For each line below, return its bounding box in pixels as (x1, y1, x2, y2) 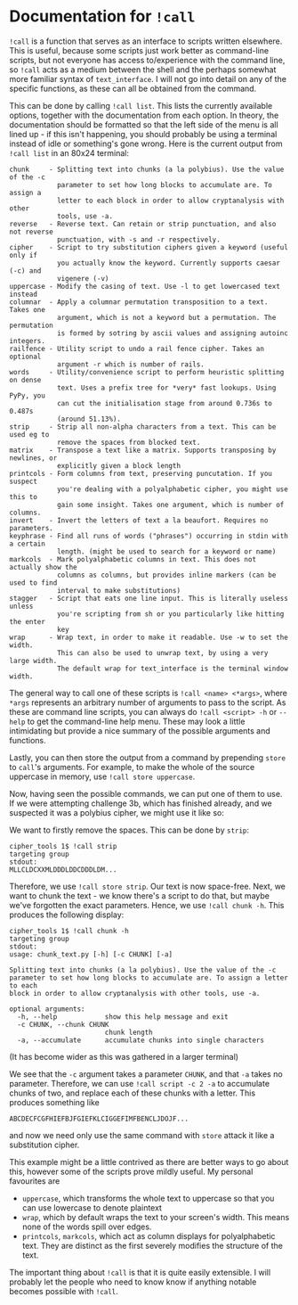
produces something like (9, 1096, 100, 1107)
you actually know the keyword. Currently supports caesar (56, 259, 280, 267)
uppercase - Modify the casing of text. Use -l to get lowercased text (9, 282, 280, 291)
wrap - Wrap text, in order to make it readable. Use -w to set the (9, 633, 289, 642)
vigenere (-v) (56, 274, 109, 283)
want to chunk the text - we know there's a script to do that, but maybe (9, 890, 270, 901)
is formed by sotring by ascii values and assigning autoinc (56, 328, 289, 338)
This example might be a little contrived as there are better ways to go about (9, 1156, 289, 1167)
